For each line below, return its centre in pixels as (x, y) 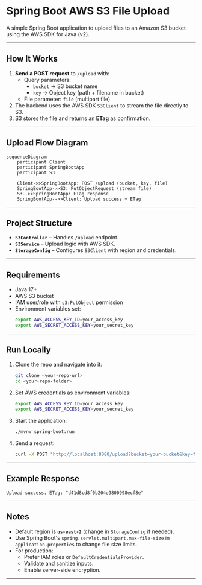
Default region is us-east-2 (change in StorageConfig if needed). (94, 531)
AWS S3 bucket (34, 296)
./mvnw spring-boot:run (45, 432)
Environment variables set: (48, 309)
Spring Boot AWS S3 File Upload (88, 11)
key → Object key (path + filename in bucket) (88, 92)
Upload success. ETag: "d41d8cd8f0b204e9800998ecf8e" (75, 493)
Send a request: (35, 443)
